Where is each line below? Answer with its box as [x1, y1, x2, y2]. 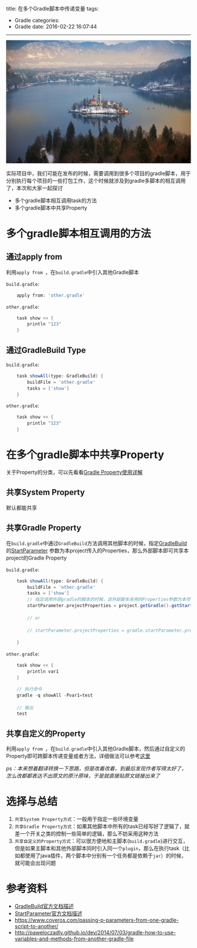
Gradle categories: [14, 17, 60, 23]
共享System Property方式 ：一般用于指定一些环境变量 [14, 816, 139, 823]
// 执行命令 [16, 686, 42, 692]
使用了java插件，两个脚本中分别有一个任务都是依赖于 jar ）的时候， [25, 852, 186, 860]
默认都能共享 [6, 504, 37, 511]
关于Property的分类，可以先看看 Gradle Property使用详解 [6, 469, 143, 476]
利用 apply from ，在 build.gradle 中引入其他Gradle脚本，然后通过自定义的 [6, 745, 186, 752]
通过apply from [6, 252, 63, 262]
